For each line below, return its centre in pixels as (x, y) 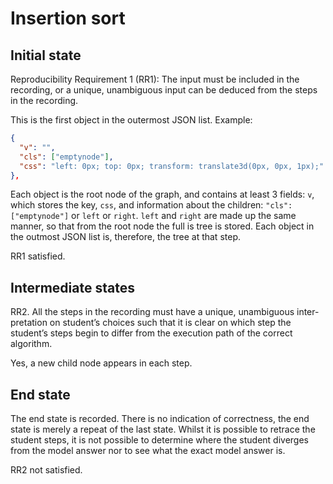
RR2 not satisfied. (46, 470)
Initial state (46, 55)
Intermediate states (72, 287)
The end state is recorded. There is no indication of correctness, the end (160, 418)
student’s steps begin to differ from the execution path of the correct (151, 333)
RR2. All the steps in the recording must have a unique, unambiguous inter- (165, 312)
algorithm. (31, 344)
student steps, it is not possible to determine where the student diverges (159, 440)
